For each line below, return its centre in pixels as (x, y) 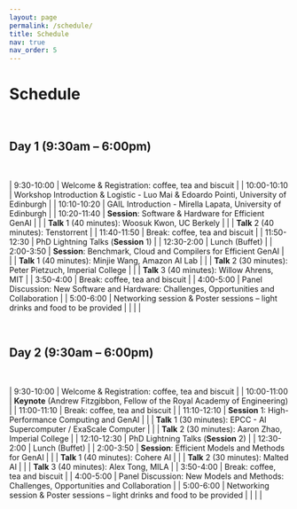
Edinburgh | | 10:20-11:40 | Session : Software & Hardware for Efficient (137, 213)
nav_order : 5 (33, 51)
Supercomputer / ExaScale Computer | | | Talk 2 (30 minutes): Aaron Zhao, (146, 429)
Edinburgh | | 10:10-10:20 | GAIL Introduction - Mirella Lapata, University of (145, 204)
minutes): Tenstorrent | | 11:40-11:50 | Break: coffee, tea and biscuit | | (136, 232)
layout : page (33, 17)
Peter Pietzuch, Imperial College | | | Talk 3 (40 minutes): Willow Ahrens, (141, 270)
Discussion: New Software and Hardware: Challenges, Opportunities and (142, 288)
